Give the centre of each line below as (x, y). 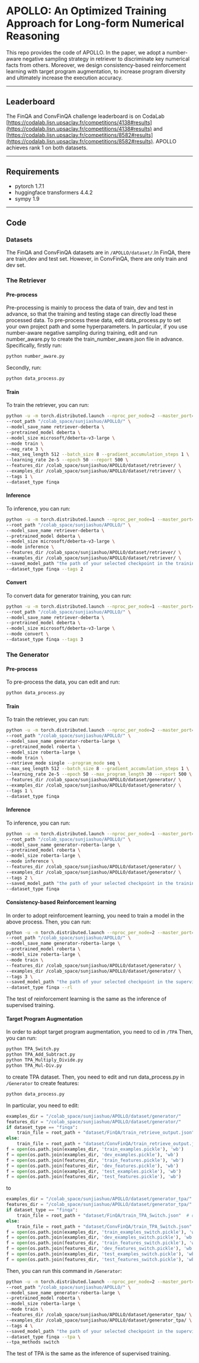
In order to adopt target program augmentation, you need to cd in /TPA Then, (99, 1032)
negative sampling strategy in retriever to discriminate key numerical (106, 59)
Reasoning (33, 36)
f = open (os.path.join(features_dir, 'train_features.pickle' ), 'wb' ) (95, 1160)
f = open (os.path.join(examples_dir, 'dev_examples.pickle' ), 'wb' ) (92, 1154)
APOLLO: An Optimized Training (86, 11)
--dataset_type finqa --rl (39, 987)
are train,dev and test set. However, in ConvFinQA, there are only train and (97, 259)
